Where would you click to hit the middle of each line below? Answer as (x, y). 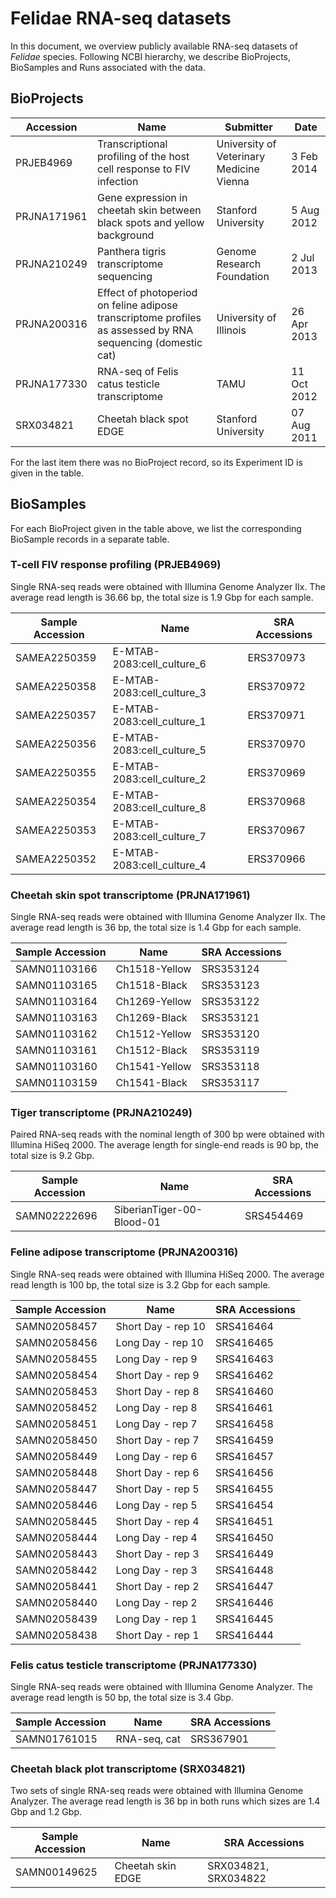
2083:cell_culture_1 (159, 721)
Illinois (231, 330)
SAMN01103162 (56, 1034)
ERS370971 (276, 715)
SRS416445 (244, 1619)
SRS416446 (244, 1602)
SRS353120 (230, 1034)
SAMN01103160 (56, 1067)
